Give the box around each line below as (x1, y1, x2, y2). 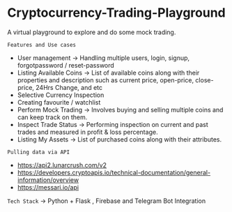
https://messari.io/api (17, 183, 79, 191)
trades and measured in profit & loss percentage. (17, 128, 158, 136)
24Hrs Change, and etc (36, 83, 103, 91)
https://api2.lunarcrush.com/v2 (17, 160, 107, 169)
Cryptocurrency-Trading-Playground (7, 5, 226, 21)
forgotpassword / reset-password (17, 61, 115, 69)
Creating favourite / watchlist (17, 98, 101, 106)
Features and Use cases (7, 41, 77, 48)
